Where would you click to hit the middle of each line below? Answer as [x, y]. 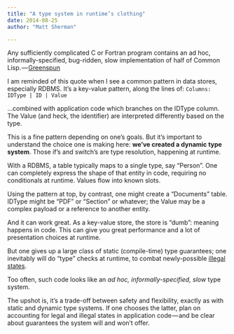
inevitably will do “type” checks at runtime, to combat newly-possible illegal [116, 259]
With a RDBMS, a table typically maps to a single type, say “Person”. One [112, 166]
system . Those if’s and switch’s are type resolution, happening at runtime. [114, 152]
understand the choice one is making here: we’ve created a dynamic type [115, 145]
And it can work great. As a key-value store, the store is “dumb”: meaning [113, 222]
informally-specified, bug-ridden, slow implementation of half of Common [114, 60]
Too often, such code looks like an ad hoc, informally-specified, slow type [114, 280]
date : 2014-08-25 [33, 20]
